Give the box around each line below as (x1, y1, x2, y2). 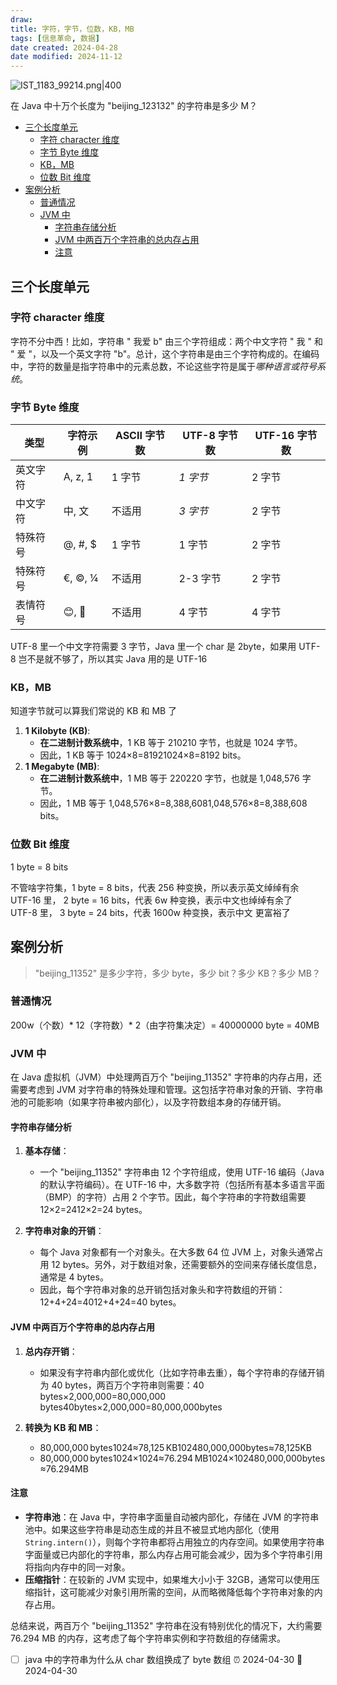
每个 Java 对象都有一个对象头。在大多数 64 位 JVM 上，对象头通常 (39, 1246, 315, 1258)
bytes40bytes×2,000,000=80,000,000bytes (39, 1401, 223, 1413)
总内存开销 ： (24, 1345, 78, 1357)
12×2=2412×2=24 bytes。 (39, 1204, 148, 1216)
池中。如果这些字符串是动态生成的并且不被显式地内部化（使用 (24, 1523, 280, 1535)
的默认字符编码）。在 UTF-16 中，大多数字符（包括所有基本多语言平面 (39, 1179, 326, 1191)
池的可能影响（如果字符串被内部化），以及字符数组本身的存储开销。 (10, 1096, 287, 1108)
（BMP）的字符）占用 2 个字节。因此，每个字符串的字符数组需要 (39, 1191, 307, 1203)
